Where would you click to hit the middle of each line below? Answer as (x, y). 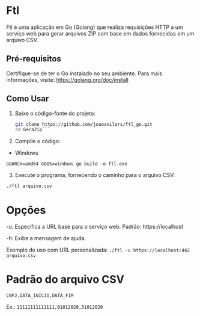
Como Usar (28, 99)
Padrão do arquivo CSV (65, 280)
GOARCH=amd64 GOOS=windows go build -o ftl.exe (67, 164)
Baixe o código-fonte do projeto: (55, 113)
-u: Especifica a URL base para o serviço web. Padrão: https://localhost (95, 227)
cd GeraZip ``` (32, 130)
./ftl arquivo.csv (29, 186)
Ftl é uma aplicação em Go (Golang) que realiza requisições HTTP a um (95, 27)
